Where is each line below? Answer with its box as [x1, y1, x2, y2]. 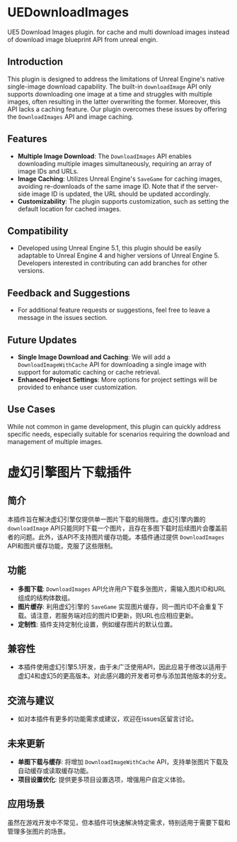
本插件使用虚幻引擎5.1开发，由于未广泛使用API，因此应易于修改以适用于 [17, 663, 228, 671]
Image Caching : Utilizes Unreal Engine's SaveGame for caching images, [17, 175, 223, 183]
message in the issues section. [17, 314, 108, 322]
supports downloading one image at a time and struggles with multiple [7, 89, 213, 98]
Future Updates [7, 334, 77, 346]
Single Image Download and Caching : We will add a [17, 353, 171, 361]
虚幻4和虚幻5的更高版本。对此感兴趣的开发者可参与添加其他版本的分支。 [17, 672, 231, 680]
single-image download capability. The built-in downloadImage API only [7, 82, 212, 91]
